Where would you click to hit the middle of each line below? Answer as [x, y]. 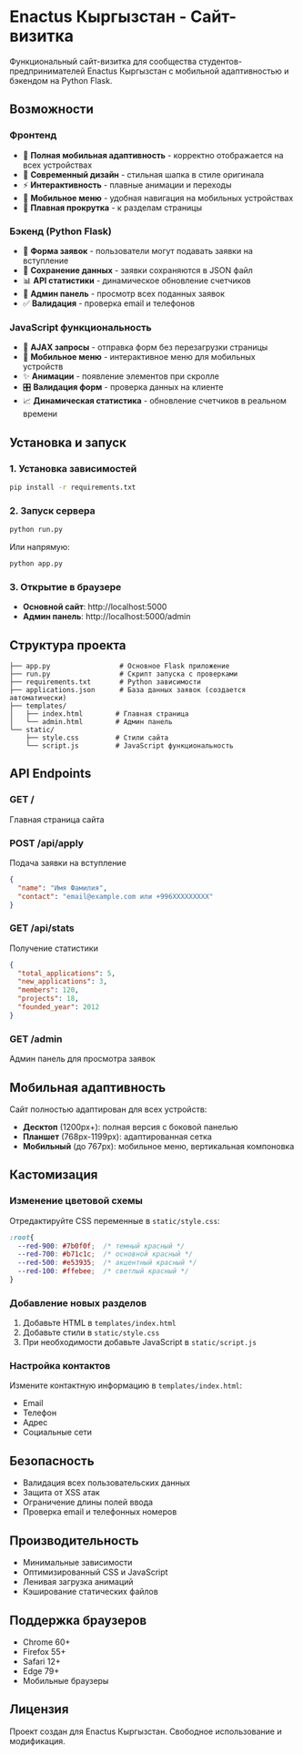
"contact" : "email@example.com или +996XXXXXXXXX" [116, 896]
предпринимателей [47, 71]
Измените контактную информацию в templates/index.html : [126, 1385]
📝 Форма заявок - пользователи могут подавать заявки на [137, 250]
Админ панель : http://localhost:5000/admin [106, 617]
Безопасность [52, 1460]
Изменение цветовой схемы [76, 1201]
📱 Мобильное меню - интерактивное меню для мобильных [139, 357]
